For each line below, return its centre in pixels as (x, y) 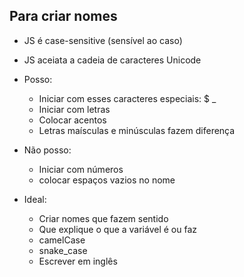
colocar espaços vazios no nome (107, 180)
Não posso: (47, 150)
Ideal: (35, 199)
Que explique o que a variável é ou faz (118, 229)
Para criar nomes (63, 16)
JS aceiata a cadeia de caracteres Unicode (112, 60)
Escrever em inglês (78, 261)
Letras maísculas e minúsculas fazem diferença (137, 130)
